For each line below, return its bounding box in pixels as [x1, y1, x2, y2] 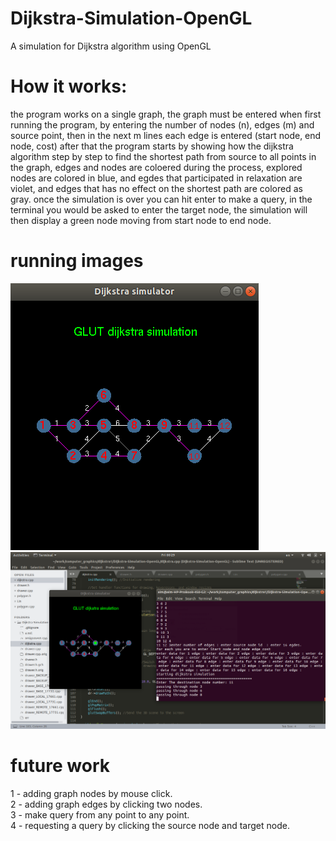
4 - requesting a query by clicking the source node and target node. [10, 819, 290, 831]
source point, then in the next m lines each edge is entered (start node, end [10, 129, 322, 141]
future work [10, 755, 110, 777]
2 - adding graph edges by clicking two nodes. [10, 798, 203, 810]
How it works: [10, 75, 128, 98]
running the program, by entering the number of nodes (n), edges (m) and [10, 118, 315, 131]
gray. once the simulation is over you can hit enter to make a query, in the [10, 193, 313, 205]
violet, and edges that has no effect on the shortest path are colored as [10, 182, 303, 194]
